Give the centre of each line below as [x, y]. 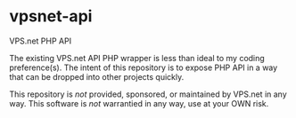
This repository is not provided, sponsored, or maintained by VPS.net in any [148, 94]
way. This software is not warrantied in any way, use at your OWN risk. [139, 103]
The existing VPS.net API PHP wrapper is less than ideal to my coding [137, 58]
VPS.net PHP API [41, 41]
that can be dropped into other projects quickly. [97, 76]
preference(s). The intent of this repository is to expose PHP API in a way [144, 67]
